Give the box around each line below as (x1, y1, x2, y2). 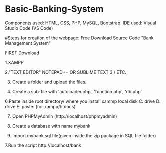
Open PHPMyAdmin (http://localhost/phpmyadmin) (12, 113, 117, 119)
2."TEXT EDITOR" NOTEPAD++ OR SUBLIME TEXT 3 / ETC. (5, 69, 127, 75)
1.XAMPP (5, 59, 24, 65)
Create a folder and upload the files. (12, 79, 87, 85)
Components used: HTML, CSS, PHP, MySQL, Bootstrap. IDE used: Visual (5, 20, 156, 26)
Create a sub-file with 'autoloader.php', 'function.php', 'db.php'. (12, 88, 143, 94)
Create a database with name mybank (12, 123, 91, 129)
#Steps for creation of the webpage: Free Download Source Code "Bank (5, 35, 154, 41)
